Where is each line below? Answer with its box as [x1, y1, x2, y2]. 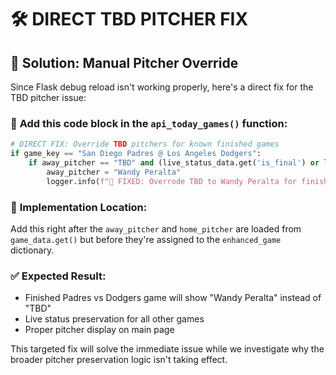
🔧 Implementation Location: [10, 200, 148, 214]
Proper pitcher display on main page [24, 324, 175, 336]
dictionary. [10, 244, 55, 256]
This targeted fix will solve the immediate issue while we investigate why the [10, 343, 325, 355]
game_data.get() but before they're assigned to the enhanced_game [10, 233, 282, 245]
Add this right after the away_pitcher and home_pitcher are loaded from [10, 222, 302, 235]
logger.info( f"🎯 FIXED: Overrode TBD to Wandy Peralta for [46, 176, 298, 186]
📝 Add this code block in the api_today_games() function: [10, 116, 288, 130]
